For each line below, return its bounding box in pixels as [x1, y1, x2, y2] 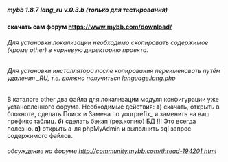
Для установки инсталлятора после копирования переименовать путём [7, 67, 221, 75]
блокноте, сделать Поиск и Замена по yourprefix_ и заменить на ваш [7, 109, 210, 118]
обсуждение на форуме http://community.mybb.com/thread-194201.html [7, 147, 217, 155]
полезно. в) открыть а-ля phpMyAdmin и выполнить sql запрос [7, 124, 192, 133]
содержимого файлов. [7, 131, 73, 139]
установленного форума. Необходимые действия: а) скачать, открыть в [7, 103, 220, 111]
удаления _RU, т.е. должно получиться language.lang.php [7, 74, 176, 82]
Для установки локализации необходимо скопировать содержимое [7, 38, 209, 46]
